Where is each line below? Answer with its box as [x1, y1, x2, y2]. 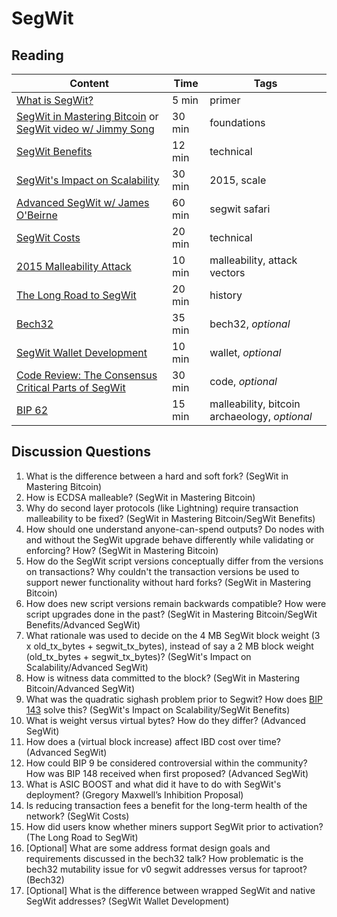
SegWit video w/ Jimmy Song [16, 122, 155, 136]
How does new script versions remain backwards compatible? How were [25, 597, 327, 609]
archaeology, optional [209, 410, 313, 423]
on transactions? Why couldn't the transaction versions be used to [25, 565, 300, 577]
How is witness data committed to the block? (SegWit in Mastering [25, 672, 301, 684]
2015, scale [209, 173, 267, 187]
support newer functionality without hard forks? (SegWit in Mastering [25, 576, 312, 588]
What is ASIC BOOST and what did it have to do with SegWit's [25, 778, 282, 790]
